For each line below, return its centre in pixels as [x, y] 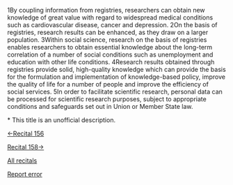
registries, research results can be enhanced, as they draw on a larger [108, 32]
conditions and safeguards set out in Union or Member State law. [100, 106]
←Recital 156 [26, 133]
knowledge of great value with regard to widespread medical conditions [110, 17]
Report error [25, 174]
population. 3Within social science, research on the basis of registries [107, 40]
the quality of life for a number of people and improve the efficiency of [108, 84]
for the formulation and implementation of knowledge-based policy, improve [116, 77]
